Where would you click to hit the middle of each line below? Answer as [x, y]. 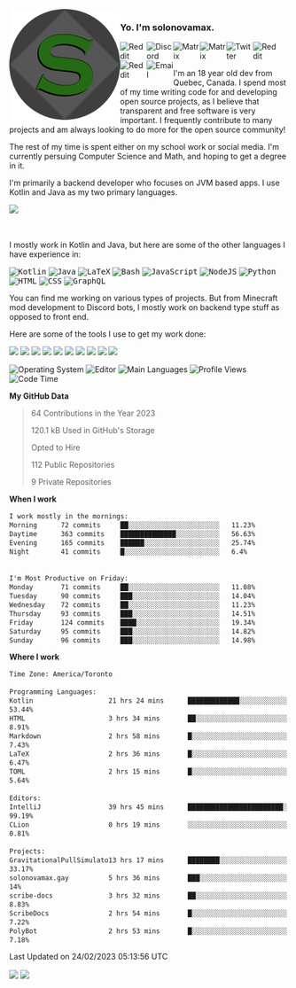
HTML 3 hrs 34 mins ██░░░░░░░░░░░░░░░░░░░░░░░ [148, 719]
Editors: [25, 798]
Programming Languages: [53, 692]
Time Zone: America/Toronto [61, 674]
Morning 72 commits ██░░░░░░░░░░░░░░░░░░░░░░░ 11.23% [132, 525]
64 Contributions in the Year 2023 [93, 413]
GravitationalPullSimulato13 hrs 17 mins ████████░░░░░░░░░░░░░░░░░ [148, 860]
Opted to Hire [55, 447]
